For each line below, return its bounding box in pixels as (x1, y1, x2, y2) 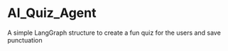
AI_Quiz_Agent (7, 5, 97, 21)
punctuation (7, 35, 43, 44)
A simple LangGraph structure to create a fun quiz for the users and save (7, 28, 222, 37)
